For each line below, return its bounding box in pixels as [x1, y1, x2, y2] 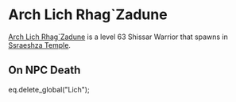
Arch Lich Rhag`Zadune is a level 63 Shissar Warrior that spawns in [8, 32, 228, 41]
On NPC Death [8, 64, 81, 77]
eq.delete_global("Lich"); [8, 84, 90, 94]
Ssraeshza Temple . [8, 40, 72, 49]
